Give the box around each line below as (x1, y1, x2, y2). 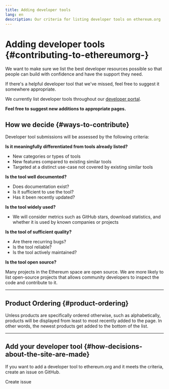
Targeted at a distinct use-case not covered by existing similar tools (12, 164, 153, 170)
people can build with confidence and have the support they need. (5, 71, 143, 77)
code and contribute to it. (5, 280, 58, 286)
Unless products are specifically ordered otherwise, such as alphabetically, (5, 312, 161, 318)
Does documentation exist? (12, 183, 69, 189)
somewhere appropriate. (5, 86, 56, 92)
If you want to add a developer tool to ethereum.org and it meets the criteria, (5, 363, 163, 369)
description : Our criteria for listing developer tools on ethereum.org (5, 17, 161, 22)
